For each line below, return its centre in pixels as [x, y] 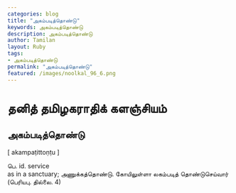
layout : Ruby [27, 47]
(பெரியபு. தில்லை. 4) [34, 182]
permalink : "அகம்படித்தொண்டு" [50, 67]
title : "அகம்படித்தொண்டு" [44, 21]
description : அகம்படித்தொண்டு [50, 34]
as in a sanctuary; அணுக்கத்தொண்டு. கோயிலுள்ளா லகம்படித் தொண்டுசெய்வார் [118, 174]
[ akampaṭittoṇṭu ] [33, 152]
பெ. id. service [28, 166]
